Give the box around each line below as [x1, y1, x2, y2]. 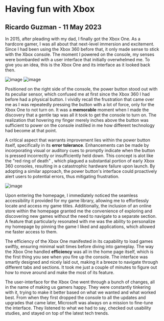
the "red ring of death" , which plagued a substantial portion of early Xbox [5, 158, 155, 163]
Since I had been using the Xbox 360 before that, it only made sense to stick [5, 46, 159, 52]
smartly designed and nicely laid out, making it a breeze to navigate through [5, 259, 158, 265]
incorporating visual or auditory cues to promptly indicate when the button [5, 148, 155, 153]
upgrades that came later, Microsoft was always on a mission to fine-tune [5, 300, 153, 305]
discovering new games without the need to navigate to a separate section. [5, 213, 157, 219]
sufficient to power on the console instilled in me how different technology [5, 122, 155, 128]
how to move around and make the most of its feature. [5, 270, 115, 275]
